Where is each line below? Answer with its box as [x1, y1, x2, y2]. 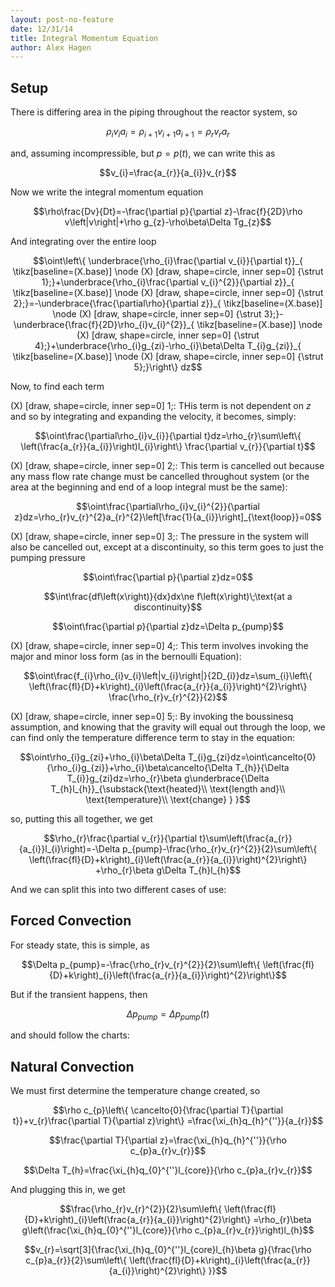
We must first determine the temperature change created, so [10, 1085, 261, 1097]
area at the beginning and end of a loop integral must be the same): [10, 481, 288, 493]
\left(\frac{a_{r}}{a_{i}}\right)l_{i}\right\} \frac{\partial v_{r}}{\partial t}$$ [20, 440, 316, 452]
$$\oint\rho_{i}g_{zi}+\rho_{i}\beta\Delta [19, 751, 187, 763]
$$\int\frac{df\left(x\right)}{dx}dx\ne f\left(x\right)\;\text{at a [43, 590, 293, 602]
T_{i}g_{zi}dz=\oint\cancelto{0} [188, 751, 317, 763]
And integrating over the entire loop [10, 235, 157, 247]
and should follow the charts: [10, 1029, 130, 1041]
